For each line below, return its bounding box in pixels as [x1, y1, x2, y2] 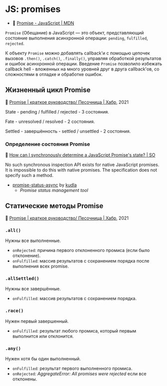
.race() [5, 308, 24, 313]
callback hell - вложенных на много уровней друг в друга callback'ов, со [5, 66, 160, 72]
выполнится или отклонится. [12, 333, 74, 339]
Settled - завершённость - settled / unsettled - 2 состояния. [5, 128, 131, 134]
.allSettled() [5, 276, 39, 281]
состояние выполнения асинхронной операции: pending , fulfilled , [5, 35, 148, 41]
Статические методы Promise [5, 201, 104, 210]
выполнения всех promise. [12, 263, 69, 269]
